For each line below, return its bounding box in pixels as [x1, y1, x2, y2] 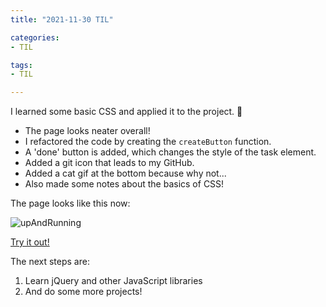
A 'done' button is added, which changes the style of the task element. [24, 146, 317, 158]
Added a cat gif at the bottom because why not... [24, 167, 227, 180]
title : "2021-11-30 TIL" [10, 14, 114, 25]
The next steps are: [10, 256, 90, 268]
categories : [10, 32, 60, 43]
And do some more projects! [24, 286, 143, 298]
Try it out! [10, 236, 50, 248]
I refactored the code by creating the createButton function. [24, 136, 272, 148]
